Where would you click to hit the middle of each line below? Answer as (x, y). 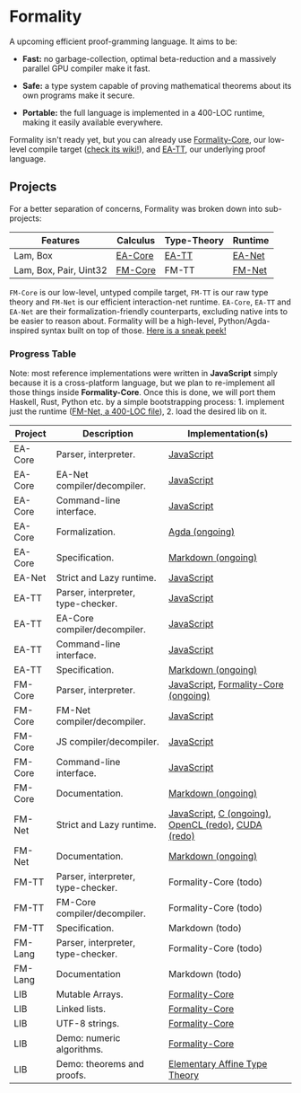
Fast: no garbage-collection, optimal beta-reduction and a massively (149, 58)
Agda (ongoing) (202, 532)
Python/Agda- (244, 321)
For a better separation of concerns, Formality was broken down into (136, 208)
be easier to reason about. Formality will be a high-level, (113, 321)
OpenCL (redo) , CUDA (215, 825)
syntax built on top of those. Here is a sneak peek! (133, 331)
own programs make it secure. (78, 95)
